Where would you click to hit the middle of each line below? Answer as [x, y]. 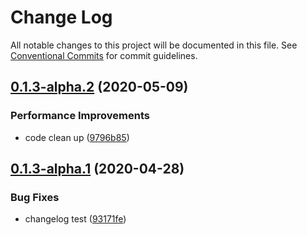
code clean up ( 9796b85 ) [77, 137]
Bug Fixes [35, 197]
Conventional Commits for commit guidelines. [104, 55]
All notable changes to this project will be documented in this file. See [154, 45]
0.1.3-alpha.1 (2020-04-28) [97, 169]
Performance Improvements [80, 116]
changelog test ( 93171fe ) [75, 219]
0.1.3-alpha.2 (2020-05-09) [99, 87]
